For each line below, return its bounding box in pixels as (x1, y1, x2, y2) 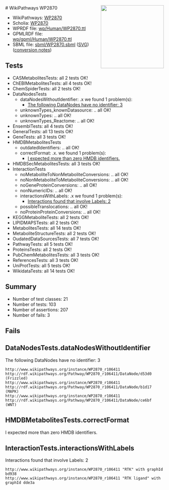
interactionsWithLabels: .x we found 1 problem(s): (20, 193, 123, 199)
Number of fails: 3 (12, 312, 50, 318)
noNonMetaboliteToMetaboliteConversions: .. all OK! (20, 177, 129, 183)
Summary (5, 283, 37, 291)
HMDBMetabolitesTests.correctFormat (5, 416, 129, 424)
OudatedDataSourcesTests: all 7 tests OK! (12, 236, 99, 242)
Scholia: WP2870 (12, 20, 49, 26)
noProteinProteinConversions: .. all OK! (20, 209, 101, 215)
